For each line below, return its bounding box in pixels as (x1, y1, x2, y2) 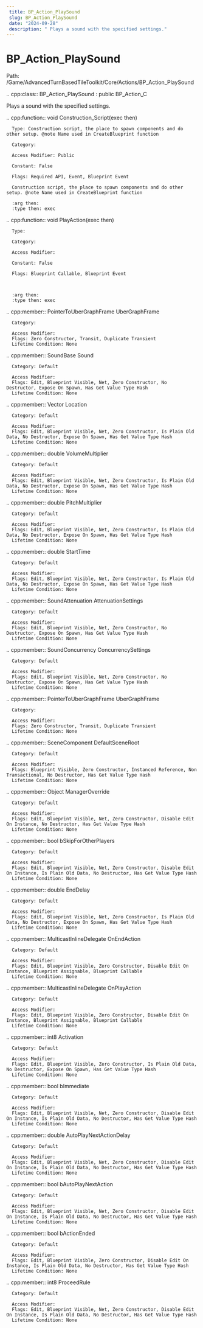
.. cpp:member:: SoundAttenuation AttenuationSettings (6, 597, 143, 604)
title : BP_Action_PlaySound (9, 9, 80, 15)
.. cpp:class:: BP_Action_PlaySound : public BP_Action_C (6, 91, 148, 98)
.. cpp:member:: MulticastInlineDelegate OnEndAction (6, 935, 141, 943)
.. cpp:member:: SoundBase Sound (6, 352, 94, 359)
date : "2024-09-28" (9, 20, 59, 26)
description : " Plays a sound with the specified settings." (9, 26, 167, 32)
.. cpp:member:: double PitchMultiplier (6, 499, 102, 506)
